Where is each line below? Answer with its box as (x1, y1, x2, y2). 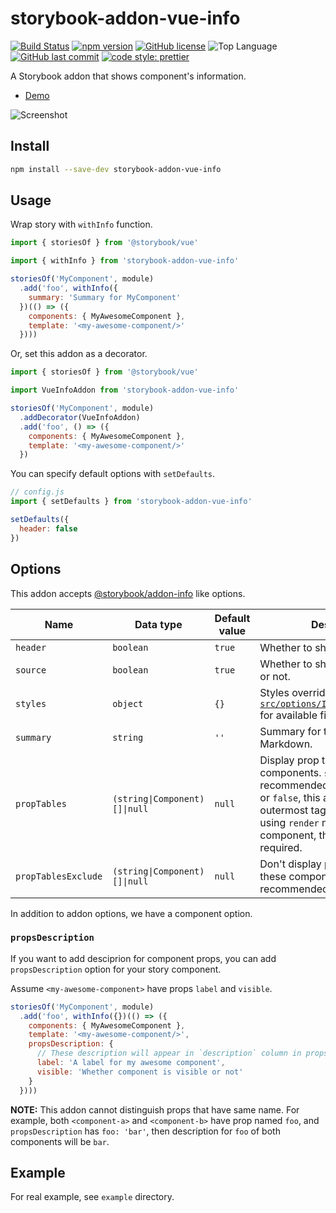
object (112, 698, 144, 709)
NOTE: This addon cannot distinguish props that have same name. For (10, 1103, 300, 1116)
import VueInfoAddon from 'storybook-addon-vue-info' (10, 385, 240, 396)
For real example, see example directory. (10, 1191, 175, 1203)
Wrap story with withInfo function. (10, 218, 153, 231)
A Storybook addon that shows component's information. (10, 70, 247, 82)
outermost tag (259, 803, 327, 817)
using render (259, 815, 320, 829)
